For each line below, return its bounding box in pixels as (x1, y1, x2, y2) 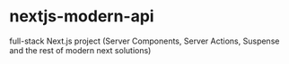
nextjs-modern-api (9, 6, 154, 27)
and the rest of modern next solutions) (9, 44, 152, 55)
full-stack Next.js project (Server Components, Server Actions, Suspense (9, 36, 280, 46)
